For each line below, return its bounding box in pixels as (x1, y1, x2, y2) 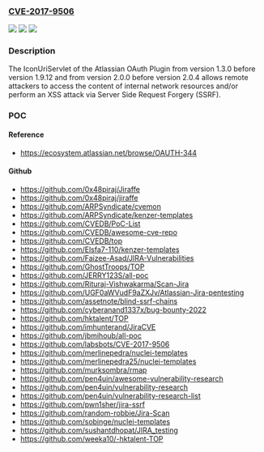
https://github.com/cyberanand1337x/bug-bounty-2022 (19, 305, 207, 314)
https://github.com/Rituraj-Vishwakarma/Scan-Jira (19, 279, 189, 288)
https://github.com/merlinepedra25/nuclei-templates (19, 356, 197, 366)
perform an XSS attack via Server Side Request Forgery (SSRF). (8, 89, 221, 99)
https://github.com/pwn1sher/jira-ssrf (19, 399, 146, 409)
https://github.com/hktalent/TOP (19, 313, 129, 323)
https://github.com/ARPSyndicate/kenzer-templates (19, 210, 194, 220)
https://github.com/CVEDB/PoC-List (19, 219, 141, 228)
